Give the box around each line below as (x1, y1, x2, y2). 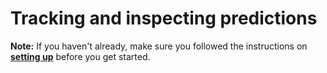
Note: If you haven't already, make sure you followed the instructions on (10, 40, 308, 52)
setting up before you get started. (10, 50, 151, 62)
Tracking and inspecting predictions (10, 7, 318, 30)
